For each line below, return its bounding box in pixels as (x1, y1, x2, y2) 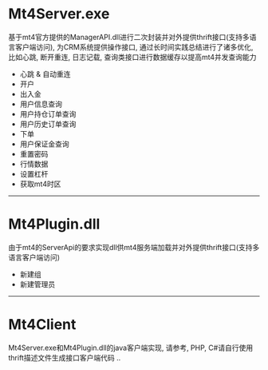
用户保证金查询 (19, 139, 69, 149)
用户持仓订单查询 (19, 109, 77, 118)
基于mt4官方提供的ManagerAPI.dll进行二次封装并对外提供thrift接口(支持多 (8, 32, 250, 42)
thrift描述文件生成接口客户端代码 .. (8, 352, 121, 362)
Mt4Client (8, 316, 77, 334)
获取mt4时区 (19, 179, 61, 189)
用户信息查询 (19, 99, 62, 109)
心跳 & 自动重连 (19, 69, 71, 78)
